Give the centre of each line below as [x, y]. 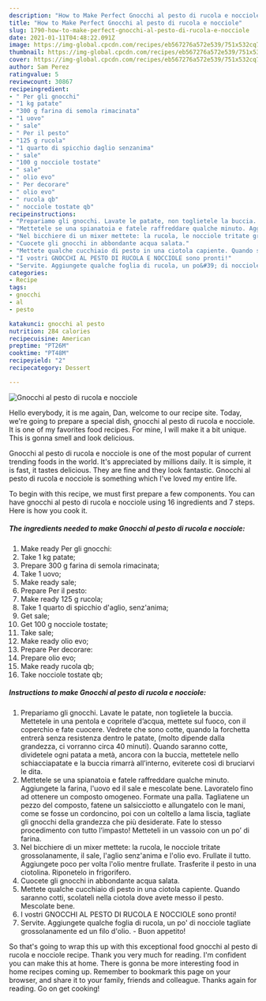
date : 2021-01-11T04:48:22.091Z [62, 38]
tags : [18, 288]
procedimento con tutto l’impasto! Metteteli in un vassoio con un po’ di [135, 830]
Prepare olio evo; [48, 658]
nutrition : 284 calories [50, 331]
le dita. [31, 771]
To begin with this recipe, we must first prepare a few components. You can [132, 493]
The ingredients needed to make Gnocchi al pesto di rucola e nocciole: [127, 529]
